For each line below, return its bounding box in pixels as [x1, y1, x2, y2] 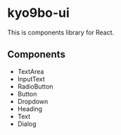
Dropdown [17, 97, 49, 105]
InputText [17, 75, 46, 83]
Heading [17, 104, 43, 113]
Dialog [17, 120, 37, 128]
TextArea [17, 67, 44, 75]
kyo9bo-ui [7, 5, 70, 21]
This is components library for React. [7, 28, 115, 37]
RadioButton [17, 82, 54, 91]
